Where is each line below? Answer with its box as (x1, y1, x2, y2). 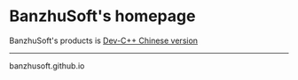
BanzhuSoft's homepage (9, 6, 196, 26)
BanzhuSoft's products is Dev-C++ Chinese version (9, 35, 198, 46)
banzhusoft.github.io (9, 60, 85, 71)
